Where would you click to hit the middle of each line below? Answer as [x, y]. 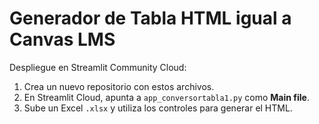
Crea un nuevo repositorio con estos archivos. [119, 86]
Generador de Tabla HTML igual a [150, 18]
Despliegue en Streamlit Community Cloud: [98, 67]
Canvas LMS [62, 39]
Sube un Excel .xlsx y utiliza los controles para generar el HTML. [158, 108]
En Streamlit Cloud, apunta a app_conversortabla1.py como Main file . [166, 97]
